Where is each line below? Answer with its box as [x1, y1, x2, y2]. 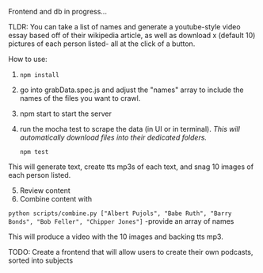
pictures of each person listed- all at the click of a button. [8, 39, 196, 48]
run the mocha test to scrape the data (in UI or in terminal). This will [19, 125, 240, 133]
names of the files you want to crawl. [19, 94, 141, 102]
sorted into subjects [8, 256, 74, 265]
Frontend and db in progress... [8, 7, 107, 16]
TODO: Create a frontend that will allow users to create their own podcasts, [8, 248, 253, 256]
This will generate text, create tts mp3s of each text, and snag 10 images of [8, 162, 254, 171]
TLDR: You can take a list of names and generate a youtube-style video [8, 22, 241, 31]
